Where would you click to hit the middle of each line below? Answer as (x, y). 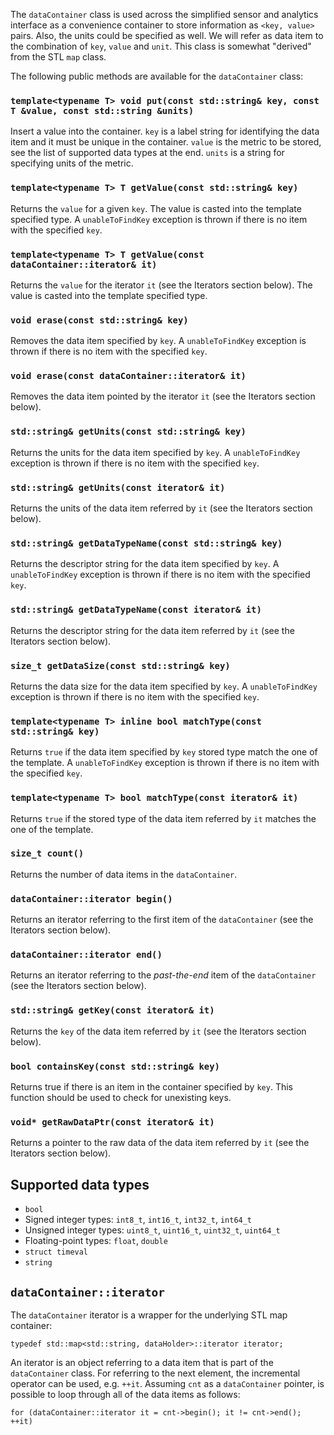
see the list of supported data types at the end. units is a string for (147, 153)
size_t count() (47, 853)
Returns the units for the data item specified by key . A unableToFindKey (155, 452)
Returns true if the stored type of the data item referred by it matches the (163, 818)
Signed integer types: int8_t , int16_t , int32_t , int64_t (138, 1220)
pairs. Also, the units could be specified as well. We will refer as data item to (167, 35)
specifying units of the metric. (72, 163)
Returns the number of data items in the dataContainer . (124, 874)
